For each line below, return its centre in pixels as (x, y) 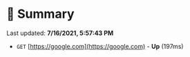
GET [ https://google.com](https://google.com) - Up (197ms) (100, 46)
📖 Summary (40, 14)
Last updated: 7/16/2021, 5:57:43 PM (60, 33)
